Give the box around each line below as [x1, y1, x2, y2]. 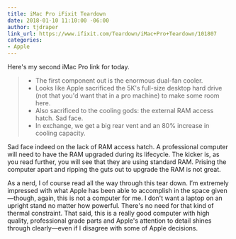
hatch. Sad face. [35, 114, 84, 122]
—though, [7, 194, 37, 202]
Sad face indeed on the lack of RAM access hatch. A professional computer [7, 143, 229, 151]
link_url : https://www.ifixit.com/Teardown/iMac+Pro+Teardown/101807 [7, 30, 218, 37]
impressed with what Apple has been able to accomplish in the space [7, 187, 210, 194]
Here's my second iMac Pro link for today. [7, 63, 130, 71]
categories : [7, 37, 43, 44]
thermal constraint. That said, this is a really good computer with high [7, 209, 210, 217]
